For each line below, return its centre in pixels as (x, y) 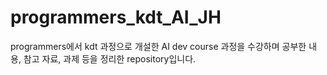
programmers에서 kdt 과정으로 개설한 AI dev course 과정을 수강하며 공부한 (158, 46)
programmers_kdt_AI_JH (116, 17)
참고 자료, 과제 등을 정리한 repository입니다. (110, 58)
